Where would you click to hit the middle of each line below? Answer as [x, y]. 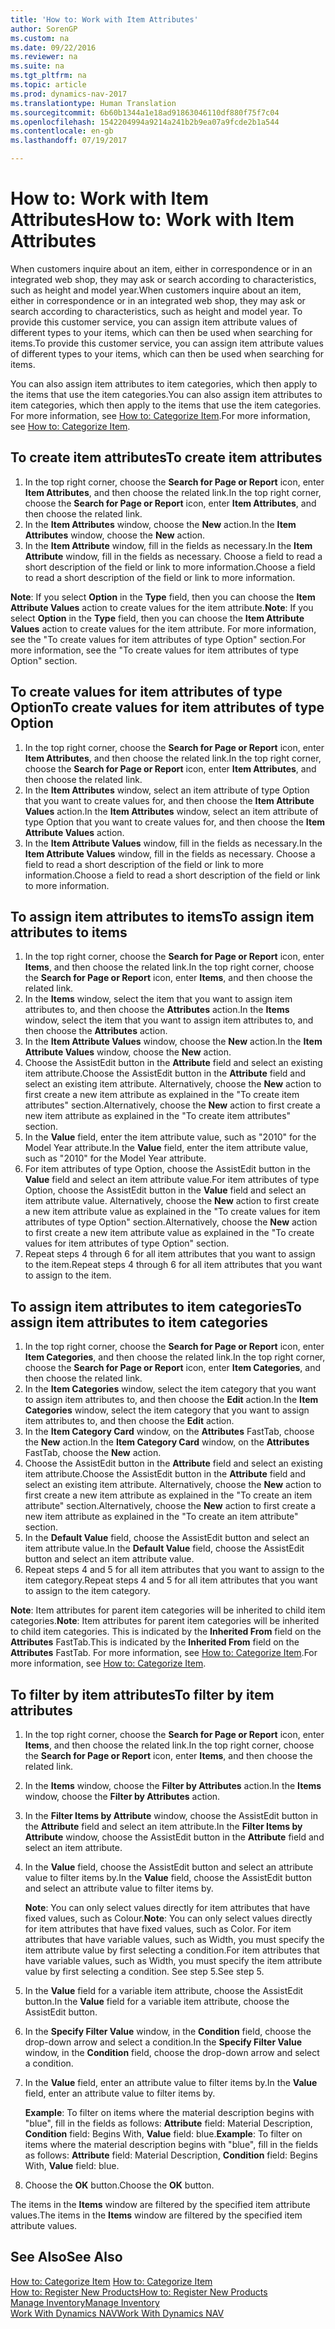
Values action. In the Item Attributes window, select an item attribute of [171, 811]
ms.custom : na [40, 38]
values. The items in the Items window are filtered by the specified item [156, 2215]
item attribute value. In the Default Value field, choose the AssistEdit [164, 1548]
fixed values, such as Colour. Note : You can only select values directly [168, 1918]
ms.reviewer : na [44, 57]
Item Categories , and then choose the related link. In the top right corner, [175, 1357]
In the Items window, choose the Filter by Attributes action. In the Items [173, 1785]
